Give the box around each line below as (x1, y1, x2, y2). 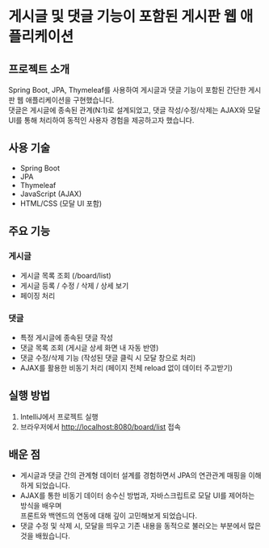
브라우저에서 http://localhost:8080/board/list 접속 (19, 421, 182, 432)
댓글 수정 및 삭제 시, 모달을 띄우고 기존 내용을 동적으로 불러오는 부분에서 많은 (19, 521, 262, 531)
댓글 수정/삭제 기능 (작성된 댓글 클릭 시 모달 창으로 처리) (19, 353, 196, 362)
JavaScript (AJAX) (19, 189, 82, 199)
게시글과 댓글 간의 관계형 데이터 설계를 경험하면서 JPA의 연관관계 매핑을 (19, 471, 247, 480)
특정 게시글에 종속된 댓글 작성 (19, 333, 113, 342)
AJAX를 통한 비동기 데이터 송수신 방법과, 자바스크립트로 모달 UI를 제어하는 (19, 491, 255, 500)
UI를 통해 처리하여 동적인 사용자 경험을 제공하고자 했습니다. (8, 115, 195, 125)
